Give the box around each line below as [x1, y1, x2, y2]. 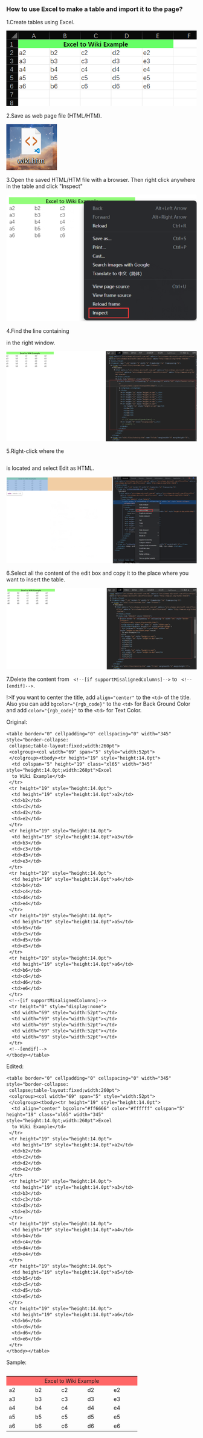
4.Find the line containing [6, 327, 69, 335]
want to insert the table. [6, 576, 65, 583]
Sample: [6, 1359, 27, 1366]
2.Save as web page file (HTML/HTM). [6, 112, 102, 119]
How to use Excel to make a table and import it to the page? [6, 5, 183, 13]
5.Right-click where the [6, 447, 65, 455]
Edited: [6, 1063, 24, 1070]
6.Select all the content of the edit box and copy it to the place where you [6, 569, 189, 577]
